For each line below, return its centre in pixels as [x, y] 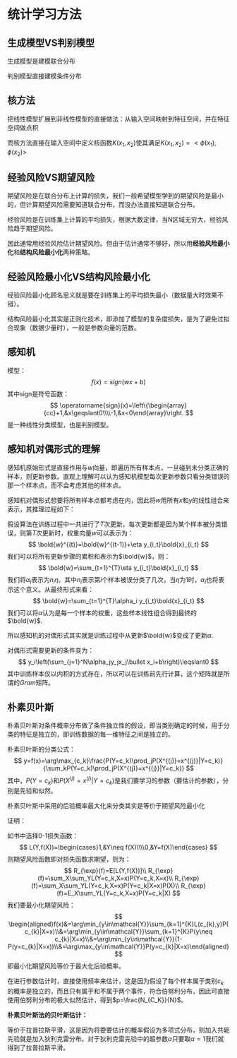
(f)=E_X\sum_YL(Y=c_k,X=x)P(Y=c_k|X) [114, 893]
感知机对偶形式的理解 [54, 449]
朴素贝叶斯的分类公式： [41, 749]
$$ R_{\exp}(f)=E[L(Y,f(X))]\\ [105, 870]
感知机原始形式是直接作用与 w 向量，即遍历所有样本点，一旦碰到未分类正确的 [118, 468]
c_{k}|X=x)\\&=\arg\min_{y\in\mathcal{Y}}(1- [119, 939]
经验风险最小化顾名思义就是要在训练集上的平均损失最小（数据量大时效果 [112, 295]
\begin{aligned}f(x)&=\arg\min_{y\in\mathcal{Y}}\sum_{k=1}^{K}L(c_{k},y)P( [119, 924]
